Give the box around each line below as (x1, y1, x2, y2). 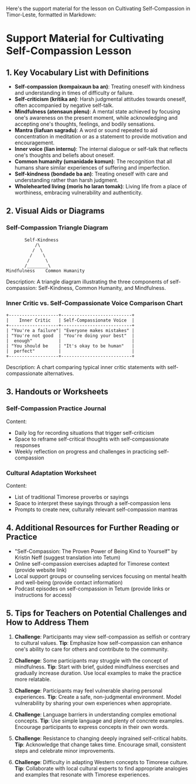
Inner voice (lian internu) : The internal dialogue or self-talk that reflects (14, 146, 188, 152)
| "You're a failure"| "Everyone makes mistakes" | (6, 327, 135, 333)
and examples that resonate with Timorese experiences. (14, 771, 150, 778)
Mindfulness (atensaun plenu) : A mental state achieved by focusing (14, 108, 180, 115)
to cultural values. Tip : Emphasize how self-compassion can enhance (14, 639, 183, 646)
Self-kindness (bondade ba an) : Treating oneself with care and (14, 170, 169, 177)
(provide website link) (14, 566, 67, 573)
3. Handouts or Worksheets (6, 387, 109, 397)
